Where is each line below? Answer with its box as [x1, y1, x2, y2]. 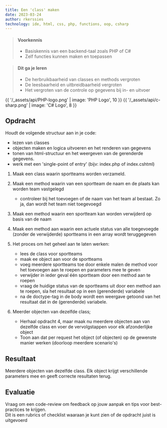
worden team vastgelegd [12, 186, 64, 192]
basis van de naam [12, 216, 52, 222]
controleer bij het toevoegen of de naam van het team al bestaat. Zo [20, 196, 160, 202]
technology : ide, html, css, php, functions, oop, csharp [5, 21, 129, 27]
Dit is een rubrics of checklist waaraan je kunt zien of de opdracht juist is [5, 412, 156, 418]
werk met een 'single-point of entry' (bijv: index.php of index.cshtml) [12, 161, 155, 167]
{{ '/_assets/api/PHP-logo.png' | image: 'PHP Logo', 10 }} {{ [5, 97, 127, 103]
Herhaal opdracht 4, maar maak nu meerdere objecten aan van [20, 318, 150, 325]
